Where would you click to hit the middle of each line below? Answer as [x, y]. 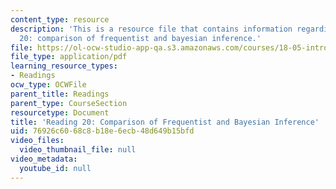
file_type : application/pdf [69, 57]
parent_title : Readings [60, 94]
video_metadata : [44, 159]
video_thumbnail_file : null [78, 150]
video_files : [37, 141]
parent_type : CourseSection [69, 103]
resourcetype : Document [60, 112]
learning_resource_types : [64, 66]
